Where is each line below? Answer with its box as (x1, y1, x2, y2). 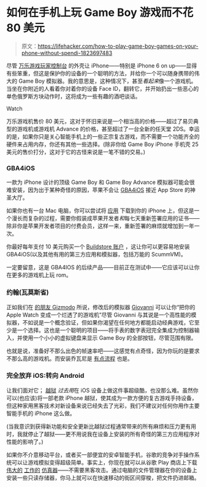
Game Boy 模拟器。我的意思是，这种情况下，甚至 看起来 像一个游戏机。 (18, 77, 197, 85)
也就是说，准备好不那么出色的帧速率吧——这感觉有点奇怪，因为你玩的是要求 (6, 347, 200, 355)
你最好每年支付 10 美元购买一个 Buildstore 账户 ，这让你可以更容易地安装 (6, 243, 190, 250)
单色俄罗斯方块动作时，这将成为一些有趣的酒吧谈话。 (6, 93, 141, 100)
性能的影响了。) (6, 438, 44, 445)
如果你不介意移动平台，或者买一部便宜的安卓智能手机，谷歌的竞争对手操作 (6, 451, 194, 458)
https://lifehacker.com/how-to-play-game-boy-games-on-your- (37, 42, 199, 50)
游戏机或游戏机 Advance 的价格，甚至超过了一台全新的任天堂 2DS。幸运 (17, 125, 200, 132)
